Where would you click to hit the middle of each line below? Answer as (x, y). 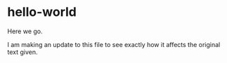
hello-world (42, 12)
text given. (22, 52)
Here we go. (25, 31)
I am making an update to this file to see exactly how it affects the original (114, 44)
